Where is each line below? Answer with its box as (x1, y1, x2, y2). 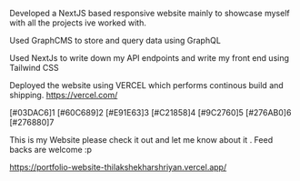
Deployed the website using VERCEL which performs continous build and (9, 80, 284, 90)
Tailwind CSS (9, 63, 59, 73)
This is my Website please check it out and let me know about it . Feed (9, 135, 274, 145)
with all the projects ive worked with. (9, 17, 147, 28)
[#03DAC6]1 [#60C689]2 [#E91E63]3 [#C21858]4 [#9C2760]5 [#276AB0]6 (9, 107, 292, 117)
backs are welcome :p (9, 145, 93, 155)
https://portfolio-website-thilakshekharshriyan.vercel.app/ (9, 162, 227, 172)
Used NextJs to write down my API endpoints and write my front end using (9, 53, 289, 63)
